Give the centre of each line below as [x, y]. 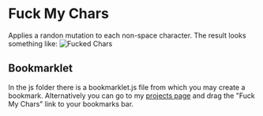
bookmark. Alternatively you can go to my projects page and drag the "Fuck [131, 96]
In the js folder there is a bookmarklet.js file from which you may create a [127, 87]
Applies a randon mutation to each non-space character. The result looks [127, 35]
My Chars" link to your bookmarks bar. [71, 103]
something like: [33, 43]
